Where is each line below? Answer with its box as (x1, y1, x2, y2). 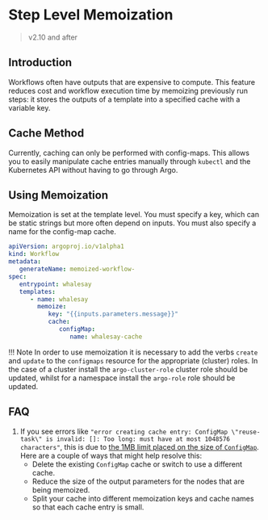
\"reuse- (231, 428, 261, 436)
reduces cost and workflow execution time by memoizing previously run (8, 86, 249, 95)
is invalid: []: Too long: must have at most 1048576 (45, 434, 231, 443)
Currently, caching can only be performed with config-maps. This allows (8, 148, 250, 157)
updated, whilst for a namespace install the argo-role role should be (8, 373, 236, 383)
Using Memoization (8, 188, 109, 202)
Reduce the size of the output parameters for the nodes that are (31, 476, 245, 486)
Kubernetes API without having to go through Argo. (8, 165, 178, 174)
